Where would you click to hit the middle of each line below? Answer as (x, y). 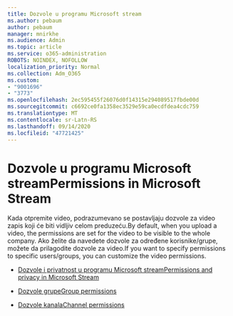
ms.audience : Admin (36, 41)
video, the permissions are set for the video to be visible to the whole (109, 233)
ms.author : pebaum (35, 21)
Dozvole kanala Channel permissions (71, 305)
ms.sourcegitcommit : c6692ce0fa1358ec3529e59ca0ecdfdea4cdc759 (103, 107)
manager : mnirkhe (33, 34)
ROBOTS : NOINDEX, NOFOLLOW (47, 60)
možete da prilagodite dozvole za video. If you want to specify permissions (116, 248)
